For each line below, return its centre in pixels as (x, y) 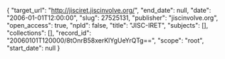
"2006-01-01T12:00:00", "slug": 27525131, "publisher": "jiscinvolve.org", (112, 18)
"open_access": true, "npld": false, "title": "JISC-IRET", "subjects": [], (108, 25)
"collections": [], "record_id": (49, 33)
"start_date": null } (33, 48)
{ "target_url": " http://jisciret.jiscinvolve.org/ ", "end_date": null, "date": (109, 10)
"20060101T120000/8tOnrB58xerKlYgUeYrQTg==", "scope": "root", (105, 41)
